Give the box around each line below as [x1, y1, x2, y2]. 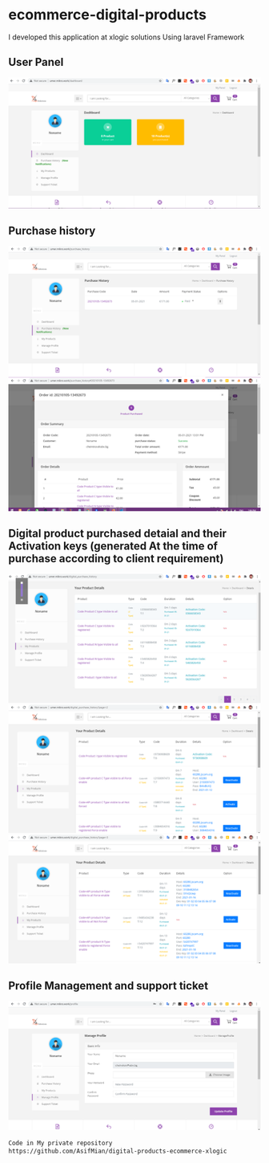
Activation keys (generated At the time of [8, 540, 219, 553]
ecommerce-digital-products [8, 6, 207, 24]
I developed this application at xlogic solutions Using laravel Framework [8, 32, 245, 42]
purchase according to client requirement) [8, 552, 224, 565]
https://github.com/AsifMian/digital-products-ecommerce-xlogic [8, 1147, 227, 1155]
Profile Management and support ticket [8, 979, 209, 993]
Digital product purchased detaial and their [8, 527, 227, 541]
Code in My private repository [8, 1139, 113, 1147]
